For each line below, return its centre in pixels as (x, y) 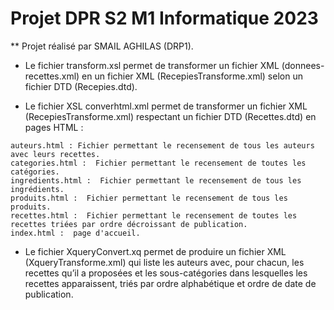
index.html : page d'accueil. (75, 233)
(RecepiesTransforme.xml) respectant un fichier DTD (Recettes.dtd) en (170, 116)
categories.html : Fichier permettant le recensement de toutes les (158, 163)
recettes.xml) (52, 76)
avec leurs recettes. (55, 154)
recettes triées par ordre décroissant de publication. (129, 224)
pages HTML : (54, 127)
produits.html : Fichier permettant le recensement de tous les (149, 198)
